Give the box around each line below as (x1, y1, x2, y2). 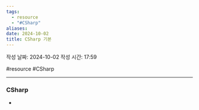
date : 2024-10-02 (6, 31, 49, 37)
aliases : (6, 25, 28, 32)
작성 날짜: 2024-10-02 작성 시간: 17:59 (6, 54, 97, 60)
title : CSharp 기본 (6, 36, 52, 42)
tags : (6, 8, 20, 15)
